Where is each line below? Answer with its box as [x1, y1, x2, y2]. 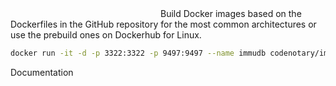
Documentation [10, 66, 74, 78]
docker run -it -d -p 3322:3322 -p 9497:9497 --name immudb [10, 48, 267, 58]
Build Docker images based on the [160, 8, 302, 19]
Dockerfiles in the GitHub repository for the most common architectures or [10, 18, 317, 30]
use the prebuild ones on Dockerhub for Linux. [10, 29, 202, 41]
